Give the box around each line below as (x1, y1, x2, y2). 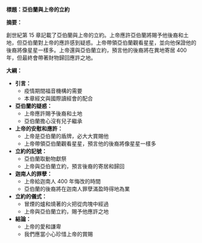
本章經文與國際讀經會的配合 (24, 95, 93, 102)
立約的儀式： (14, 193, 47, 200)
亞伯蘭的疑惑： (14, 103, 52, 109)
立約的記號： (14, 148, 47, 154)
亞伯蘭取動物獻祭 (24, 155, 67, 162)
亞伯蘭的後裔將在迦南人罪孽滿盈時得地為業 (24, 185, 130, 192)
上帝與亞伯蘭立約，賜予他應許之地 (24, 208, 109, 215)
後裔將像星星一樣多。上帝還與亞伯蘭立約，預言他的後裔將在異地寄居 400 (6, 46, 187, 54)
